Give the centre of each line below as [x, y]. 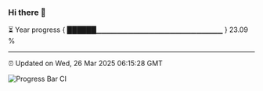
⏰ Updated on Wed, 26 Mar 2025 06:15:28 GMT [85, 63]
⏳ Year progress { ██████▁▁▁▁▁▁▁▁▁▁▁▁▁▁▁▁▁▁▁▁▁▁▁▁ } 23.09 [128, 30]
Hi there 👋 [27, 12]
